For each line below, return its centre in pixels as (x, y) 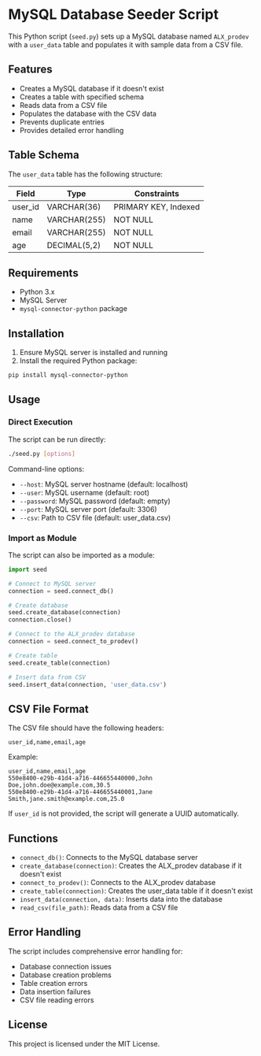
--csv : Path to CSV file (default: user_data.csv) (95, 517)
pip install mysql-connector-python (68, 376)
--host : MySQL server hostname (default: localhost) (104, 484)
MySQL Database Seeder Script (113, 15)
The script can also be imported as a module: (81, 555)
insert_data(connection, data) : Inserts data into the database (121, 899)
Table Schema (44, 155)
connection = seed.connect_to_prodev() (74, 642)
